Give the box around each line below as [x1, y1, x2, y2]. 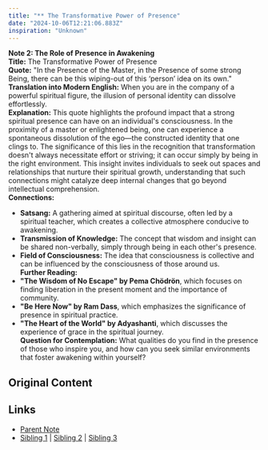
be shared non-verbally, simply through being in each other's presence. [19, 242, 258, 252]
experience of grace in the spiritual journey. [19, 327, 164, 337]
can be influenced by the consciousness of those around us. [19, 259, 220, 269]
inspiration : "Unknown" [8, 26, 88, 34]
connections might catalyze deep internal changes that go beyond [8, 176, 227, 185]
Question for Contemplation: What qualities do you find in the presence [19, 336, 258, 345]
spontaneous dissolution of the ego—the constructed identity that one [8, 133, 240, 143]
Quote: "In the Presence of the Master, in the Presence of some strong [8, 66, 242, 75]
